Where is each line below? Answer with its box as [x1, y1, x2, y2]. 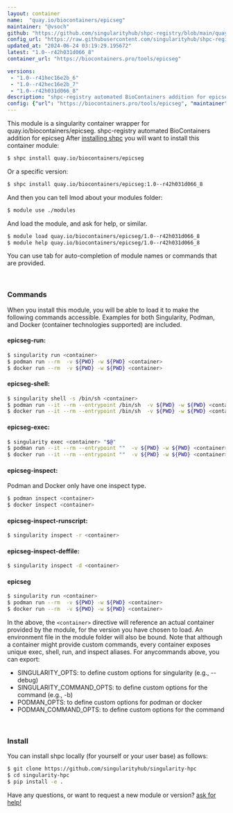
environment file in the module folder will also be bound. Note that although [7, 633, 223, 642]
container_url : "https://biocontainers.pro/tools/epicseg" [7, 56, 182, 62]
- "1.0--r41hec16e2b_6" [10, 74, 79, 81]
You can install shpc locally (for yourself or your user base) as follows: [7, 752, 208, 760]
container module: [7, 142, 60, 149]
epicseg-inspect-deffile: [7, 546, 80, 555]
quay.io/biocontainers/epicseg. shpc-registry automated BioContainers [7, 126, 211, 135]
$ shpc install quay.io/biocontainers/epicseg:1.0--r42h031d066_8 [7, 181, 203, 187]
